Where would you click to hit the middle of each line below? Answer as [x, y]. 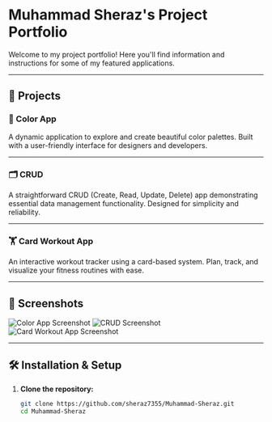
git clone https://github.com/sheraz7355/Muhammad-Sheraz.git [127, 403]
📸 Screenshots [46, 304]
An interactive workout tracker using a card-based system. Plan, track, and [134, 262]
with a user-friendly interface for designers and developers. [108, 145]
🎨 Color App [32, 119]
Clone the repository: [57, 389]
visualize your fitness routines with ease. [76, 270]
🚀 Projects [35, 96]
